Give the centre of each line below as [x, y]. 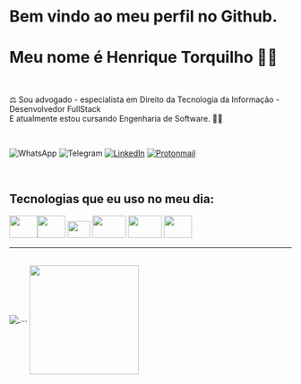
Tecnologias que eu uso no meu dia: [112, 199]
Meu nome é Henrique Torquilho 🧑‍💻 [143, 58]
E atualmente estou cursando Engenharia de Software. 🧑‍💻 [116, 119]
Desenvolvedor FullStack [55, 109]
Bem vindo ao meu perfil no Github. [143, 17]
